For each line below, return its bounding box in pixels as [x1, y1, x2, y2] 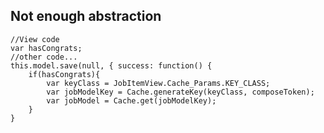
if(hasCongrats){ [28, 69, 101, 79]
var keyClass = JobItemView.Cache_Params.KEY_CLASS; [46, 78, 271, 88]
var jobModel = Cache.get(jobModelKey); [46, 95, 217, 106]
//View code [10, 34, 60, 44]
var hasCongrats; [10, 43, 83, 53]
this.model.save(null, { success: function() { [10, 60, 213, 71]
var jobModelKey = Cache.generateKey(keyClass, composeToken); [46, 87, 315, 97]
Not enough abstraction [10, 8, 162, 25]
